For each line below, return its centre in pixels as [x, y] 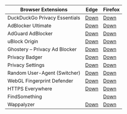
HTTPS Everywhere [30, 89]
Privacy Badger [25, 57]
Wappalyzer [21, 105]
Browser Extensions [44, 9]
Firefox [111, 9]
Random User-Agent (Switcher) [44, 73]
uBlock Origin [23, 41]
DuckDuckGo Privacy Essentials [44, 18]
